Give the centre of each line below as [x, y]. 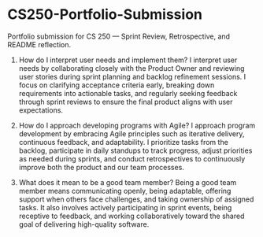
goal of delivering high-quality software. [84, 224]
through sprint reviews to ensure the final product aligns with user [126, 102]
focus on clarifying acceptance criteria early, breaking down [117, 85]
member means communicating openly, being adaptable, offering [125, 191]
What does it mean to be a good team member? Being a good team [128, 182]
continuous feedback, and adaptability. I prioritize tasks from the [124, 142]
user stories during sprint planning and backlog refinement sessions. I [132, 76]
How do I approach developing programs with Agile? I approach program [137, 125]
